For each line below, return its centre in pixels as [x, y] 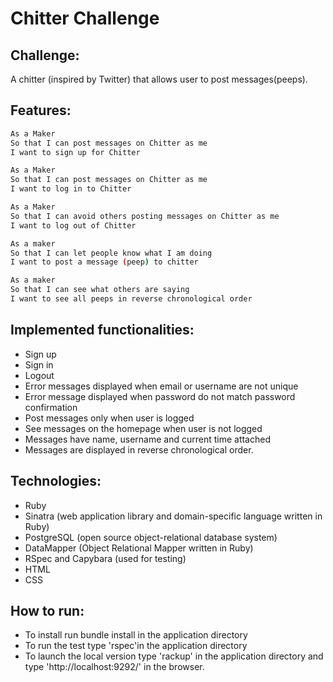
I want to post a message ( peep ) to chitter [104, 262]
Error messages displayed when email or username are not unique [161, 386]
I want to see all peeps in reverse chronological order [131, 299]
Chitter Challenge [85, 18]
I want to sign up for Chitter [75, 152]
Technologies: [56, 481]
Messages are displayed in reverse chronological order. [139, 449]
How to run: [47, 610]
